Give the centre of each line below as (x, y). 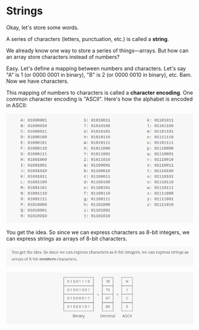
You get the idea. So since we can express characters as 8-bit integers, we (98, 232)
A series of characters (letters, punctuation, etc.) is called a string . (88, 39)
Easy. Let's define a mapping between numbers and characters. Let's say (96, 68)
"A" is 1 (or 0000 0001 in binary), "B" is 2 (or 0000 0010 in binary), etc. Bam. (99, 74)
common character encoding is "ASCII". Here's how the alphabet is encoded (99, 99)
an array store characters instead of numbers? (63, 57)
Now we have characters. (37, 81)
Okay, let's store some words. (42, 27)
